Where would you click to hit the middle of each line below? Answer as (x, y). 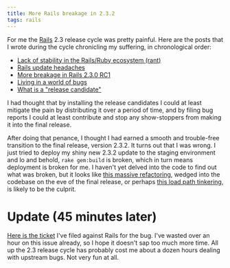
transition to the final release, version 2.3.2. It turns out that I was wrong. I (112, 145)
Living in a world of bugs (52, 82)
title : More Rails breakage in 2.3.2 (61, 13)
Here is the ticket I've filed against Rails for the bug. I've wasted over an (108, 236)
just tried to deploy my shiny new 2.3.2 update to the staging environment (112, 153)
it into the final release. (39, 124)
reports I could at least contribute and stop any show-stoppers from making (114, 117)
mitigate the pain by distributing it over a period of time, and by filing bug (110, 110)
